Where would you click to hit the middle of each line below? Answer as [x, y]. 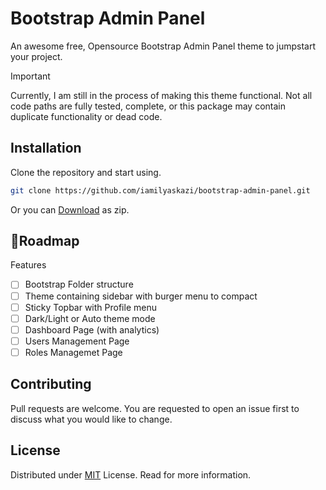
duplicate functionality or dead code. [86, 116]
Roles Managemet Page [73, 352]
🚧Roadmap [45, 241]
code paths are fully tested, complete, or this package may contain [148, 106]
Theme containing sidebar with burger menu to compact [141, 296]
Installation [46, 148]
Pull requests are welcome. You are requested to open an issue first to [155, 408]
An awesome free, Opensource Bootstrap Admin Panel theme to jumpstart [163, 46]
